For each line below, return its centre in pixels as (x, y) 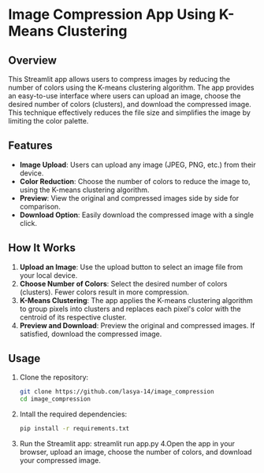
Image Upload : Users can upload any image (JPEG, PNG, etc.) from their (138, 164)
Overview (33, 60)
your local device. (48, 275)
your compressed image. (60, 460)
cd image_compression (55, 399)
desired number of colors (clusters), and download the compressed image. (130, 104)
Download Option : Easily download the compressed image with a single (137, 215)
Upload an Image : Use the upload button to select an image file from (131, 267)
